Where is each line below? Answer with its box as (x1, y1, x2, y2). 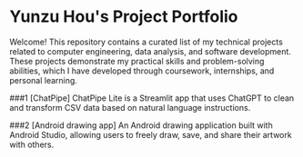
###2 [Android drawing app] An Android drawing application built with (9, 120, 273, 131)
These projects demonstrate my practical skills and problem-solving (9, 55, 265, 66)
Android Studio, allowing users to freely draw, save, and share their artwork (9, 129, 293, 140)
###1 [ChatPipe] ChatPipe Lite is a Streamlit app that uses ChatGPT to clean (9, 93, 295, 103)
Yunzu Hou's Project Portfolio (9, 6, 238, 27)
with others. (9, 139, 55, 150)
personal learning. (9, 74, 77, 85)
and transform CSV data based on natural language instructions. (9, 102, 251, 113)
